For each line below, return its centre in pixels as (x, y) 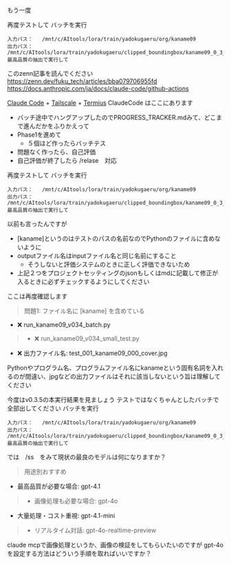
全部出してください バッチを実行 (53, 408)
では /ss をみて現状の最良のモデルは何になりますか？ (87, 457)
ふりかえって (71, 126)
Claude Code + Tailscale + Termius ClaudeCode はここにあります (100, 103)
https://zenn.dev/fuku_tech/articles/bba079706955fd (82, 81)
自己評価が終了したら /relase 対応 (67, 160)
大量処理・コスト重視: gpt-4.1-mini (66, 515)
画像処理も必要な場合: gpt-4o (76, 501)
